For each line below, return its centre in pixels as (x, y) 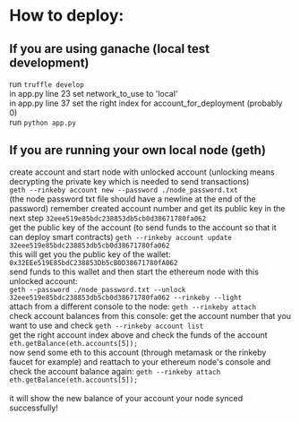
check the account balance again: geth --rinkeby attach (115, 371)
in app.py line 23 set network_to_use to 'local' (94, 94)
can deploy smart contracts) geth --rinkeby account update (121, 237)
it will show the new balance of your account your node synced (126, 398)
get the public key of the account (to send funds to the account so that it (143, 227)
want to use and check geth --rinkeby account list (107, 325)
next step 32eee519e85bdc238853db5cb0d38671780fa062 (108, 218)
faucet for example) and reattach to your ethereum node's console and (140, 362)
